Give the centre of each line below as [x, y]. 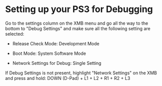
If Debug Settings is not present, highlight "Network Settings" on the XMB [81, 73]
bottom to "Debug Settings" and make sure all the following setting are [78, 28]
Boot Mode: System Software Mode [49, 53]
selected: [15, 34]
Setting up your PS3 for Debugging [79, 9]
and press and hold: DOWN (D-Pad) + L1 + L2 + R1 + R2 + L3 [68, 78]
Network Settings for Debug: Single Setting [57, 63]
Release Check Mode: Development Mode [56, 43]
